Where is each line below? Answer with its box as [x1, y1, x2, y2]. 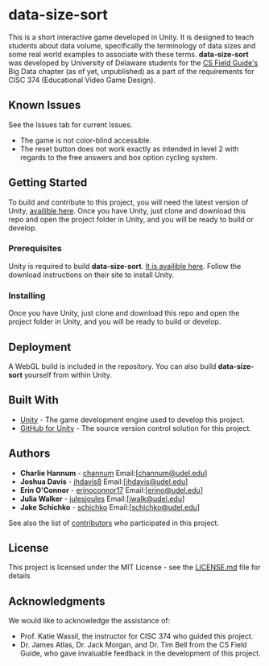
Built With [8, 393, 59, 407]
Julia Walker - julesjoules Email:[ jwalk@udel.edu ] [19, 494, 185, 503]
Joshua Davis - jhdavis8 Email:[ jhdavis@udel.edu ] [19, 477, 188, 486]
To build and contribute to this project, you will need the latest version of [8, 197, 249, 207]
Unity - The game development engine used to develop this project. [19, 415, 246, 424]
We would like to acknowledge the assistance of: [8, 616, 171, 626]
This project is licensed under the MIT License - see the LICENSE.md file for [8, 562, 261, 573]
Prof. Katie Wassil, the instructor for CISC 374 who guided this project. [19, 631, 254, 641]
